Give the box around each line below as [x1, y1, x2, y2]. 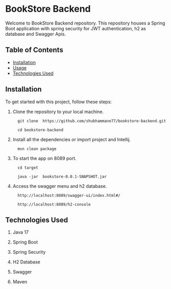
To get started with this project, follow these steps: [5, 98, 112, 105]
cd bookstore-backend [17, 127, 64, 132]
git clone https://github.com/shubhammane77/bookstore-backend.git [17, 118, 166, 123]
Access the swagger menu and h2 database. [12, 183, 107, 189]
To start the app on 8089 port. [12, 155, 77, 161]
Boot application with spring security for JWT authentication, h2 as [5, 25, 146, 31]
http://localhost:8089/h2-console [17, 202, 91, 207]
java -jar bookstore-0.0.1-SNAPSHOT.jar [17, 174, 107, 179]
